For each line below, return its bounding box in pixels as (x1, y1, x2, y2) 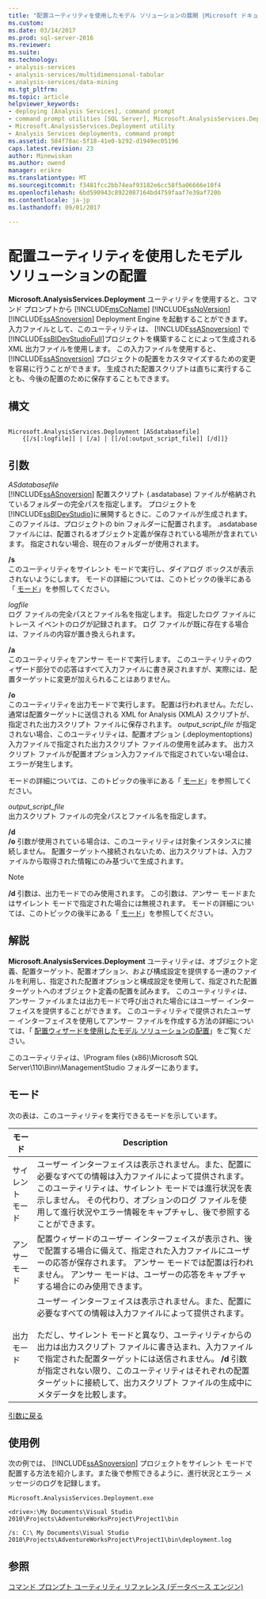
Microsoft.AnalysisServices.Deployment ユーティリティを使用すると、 (8, 294, 244, 304)
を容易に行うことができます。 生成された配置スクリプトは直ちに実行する (8, 364, 245, 374)
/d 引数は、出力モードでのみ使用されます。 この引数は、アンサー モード (8, 888, 243, 898)
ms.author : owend (8, 160, 66, 167)
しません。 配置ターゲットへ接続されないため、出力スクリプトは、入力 (14, 846, 246, 855)
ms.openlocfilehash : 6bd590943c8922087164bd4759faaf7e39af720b (8, 188, 222, 197)
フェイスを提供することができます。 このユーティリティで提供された (8, 1005, 231, 1016)
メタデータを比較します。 (36, 1389, 132, 1400)
